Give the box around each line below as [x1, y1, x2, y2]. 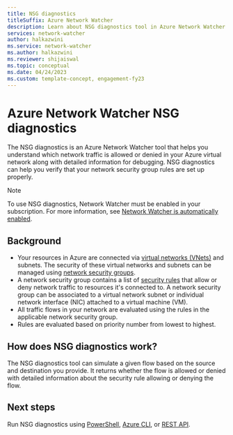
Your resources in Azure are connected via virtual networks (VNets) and [17, 253, 224, 262]
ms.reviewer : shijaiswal [7, 56, 79, 63]
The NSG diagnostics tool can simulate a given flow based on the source [7, 359, 216, 367]
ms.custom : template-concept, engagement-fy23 [7, 75, 145, 82]
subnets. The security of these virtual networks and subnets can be [17, 261, 212, 270]
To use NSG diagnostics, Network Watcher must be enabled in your [7, 200, 201, 208]
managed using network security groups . [17, 268, 136, 277]
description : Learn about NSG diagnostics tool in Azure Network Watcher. [7, 23, 229, 30]
